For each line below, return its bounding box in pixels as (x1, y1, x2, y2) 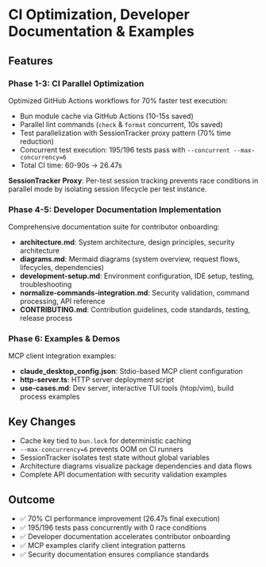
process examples (19, 391, 80, 402)
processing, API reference (19, 296, 106, 307)
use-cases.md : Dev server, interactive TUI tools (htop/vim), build (19, 384, 234, 393)
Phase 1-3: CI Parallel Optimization (8, 78, 145, 89)
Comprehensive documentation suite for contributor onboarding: (8, 222, 220, 232)
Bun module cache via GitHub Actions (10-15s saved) (19, 111, 194, 121)
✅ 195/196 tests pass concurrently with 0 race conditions (19, 523, 207, 533)
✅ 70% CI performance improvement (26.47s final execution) (19, 514, 221, 523)
